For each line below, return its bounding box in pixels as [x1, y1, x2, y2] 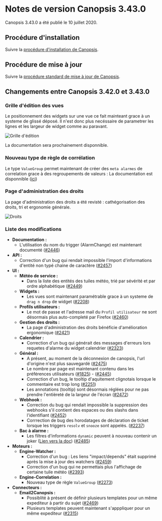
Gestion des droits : [19, 319, 60, 325]
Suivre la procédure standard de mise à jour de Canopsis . [5, 73, 121, 79]
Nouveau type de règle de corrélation [5, 155, 95, 161]
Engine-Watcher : [19, 449, 56, 454]
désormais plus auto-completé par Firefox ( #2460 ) [26, 314, 129, 320]
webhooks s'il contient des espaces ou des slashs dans [26, 407, 139, 413]
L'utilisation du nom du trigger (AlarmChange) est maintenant [19, 242, 142, 248]
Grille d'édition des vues [5, 102, 64, 109]
